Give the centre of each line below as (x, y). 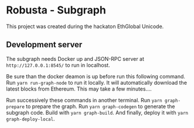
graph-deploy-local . (30, 119)
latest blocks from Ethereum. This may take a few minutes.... (79, 89)
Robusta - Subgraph (56, 10)
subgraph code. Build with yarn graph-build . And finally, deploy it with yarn (97, 112)
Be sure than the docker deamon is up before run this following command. (96, 76)
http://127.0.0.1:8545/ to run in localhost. (58, 65)
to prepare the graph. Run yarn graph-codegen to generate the (101, 106)
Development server (44, 45)
